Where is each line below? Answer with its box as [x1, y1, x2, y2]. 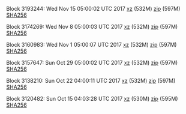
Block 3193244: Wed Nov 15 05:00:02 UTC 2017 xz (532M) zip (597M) [6, 5, 181, 12]
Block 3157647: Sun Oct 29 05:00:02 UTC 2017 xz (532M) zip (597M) [6, 59, 178, 66]
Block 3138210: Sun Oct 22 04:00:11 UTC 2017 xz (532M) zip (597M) [6, 77, 176, 84]
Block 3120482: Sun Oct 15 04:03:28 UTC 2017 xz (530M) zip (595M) [6, 95, 178, 102]
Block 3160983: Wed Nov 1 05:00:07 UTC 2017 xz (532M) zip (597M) [6, 41, 177, 48]
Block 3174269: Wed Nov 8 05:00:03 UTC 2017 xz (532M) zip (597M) [6, 23, 178, 30]
